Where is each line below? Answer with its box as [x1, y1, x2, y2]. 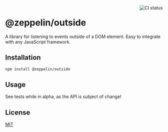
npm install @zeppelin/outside [5, 66, 70, 71]
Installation [5, 53, 41, 62]
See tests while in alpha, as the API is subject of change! [5, 93, 121, 99]
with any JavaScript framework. [5, 38, 71, 44]
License [5, 108, 30, 116]
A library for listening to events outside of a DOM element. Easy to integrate [5, 33, 161, 39]
